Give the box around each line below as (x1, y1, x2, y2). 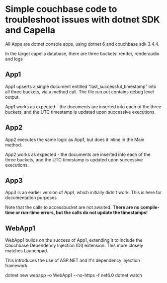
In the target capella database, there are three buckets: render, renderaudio (5, 51, 160, 57)
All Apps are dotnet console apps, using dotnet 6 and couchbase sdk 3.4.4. (5, 41, 160, 47)
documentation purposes (5, 195, 57, 201)
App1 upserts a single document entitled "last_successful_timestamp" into (5, 83, 157, 89)
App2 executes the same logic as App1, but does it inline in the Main (5, 137, 145, 142)
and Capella (5, 25, 56, 36)
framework (5, 263, 28, 269)
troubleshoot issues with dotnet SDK (5, 14, 160, 25)
